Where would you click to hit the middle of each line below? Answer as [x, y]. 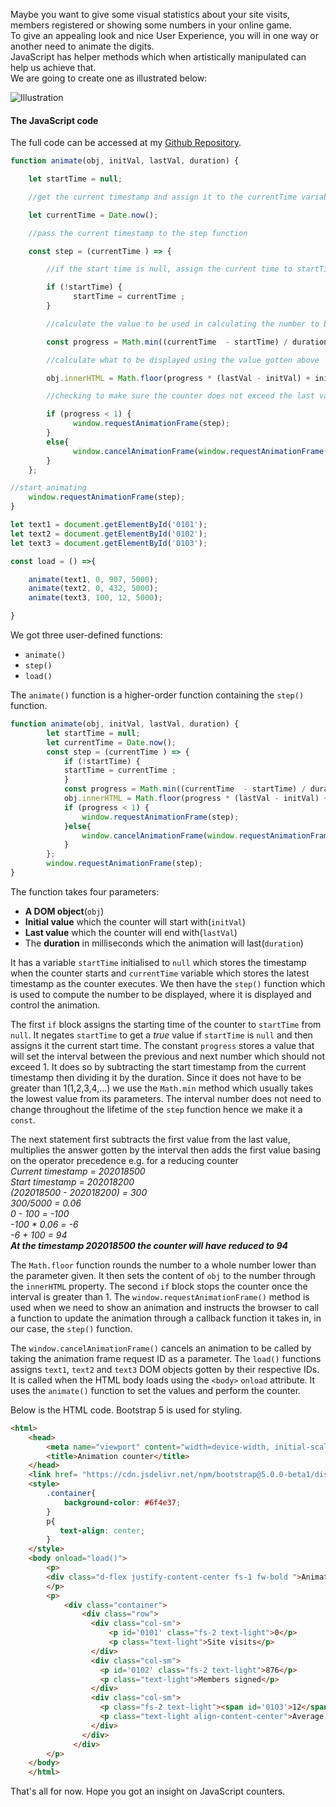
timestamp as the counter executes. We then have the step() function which [168, 983]
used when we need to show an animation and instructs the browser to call [165, 1307]
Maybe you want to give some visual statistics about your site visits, [150, 14]
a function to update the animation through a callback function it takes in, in [166, 1318]
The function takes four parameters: [85, 891]
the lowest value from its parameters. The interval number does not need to [166, 1098]
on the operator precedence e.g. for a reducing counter [124, 1160]
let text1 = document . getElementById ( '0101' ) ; [109, 525]
